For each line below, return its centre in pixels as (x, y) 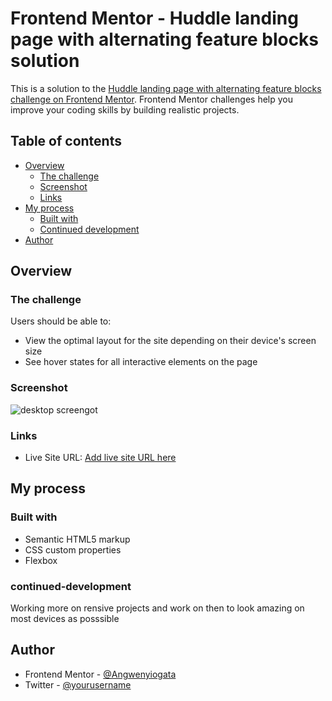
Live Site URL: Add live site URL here (100, 458)
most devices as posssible (65, 619)
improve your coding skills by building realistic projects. (125, 109)
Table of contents (66, 141)
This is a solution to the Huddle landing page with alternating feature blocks (166, 88)
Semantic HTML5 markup (77, 539)
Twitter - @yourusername (78, 684)
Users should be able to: (61, 321)
